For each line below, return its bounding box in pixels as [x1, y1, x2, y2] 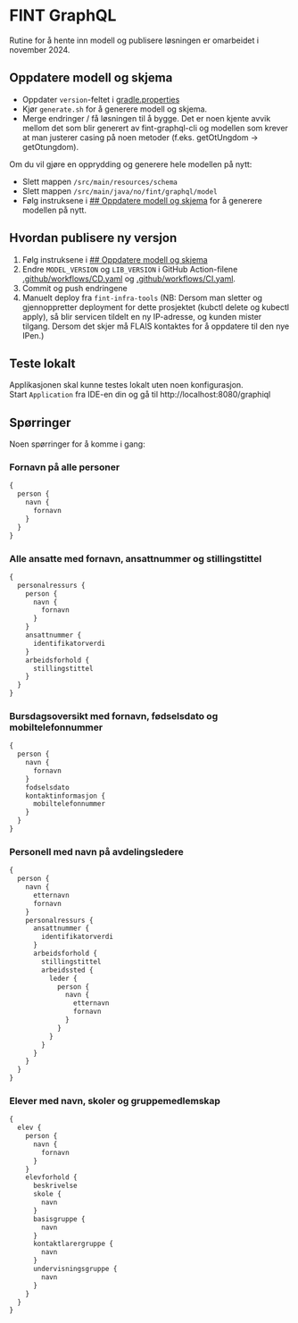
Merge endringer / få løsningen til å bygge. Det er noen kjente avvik [21, 113, 271, 123]
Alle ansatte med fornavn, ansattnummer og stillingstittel [9, 552, 262, 565]
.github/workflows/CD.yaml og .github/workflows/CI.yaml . [21, 273, 236, 284]
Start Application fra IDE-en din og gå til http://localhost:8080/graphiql [9, 389, 271, 400]
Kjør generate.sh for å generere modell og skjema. [21, 104, 208, 114]
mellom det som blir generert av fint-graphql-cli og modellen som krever [21, 122, 288, 133]
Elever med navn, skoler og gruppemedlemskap [9, 1094, 221, 1107]
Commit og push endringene [21, 282, 128, 293]
